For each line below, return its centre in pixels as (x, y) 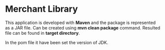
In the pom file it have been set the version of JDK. (57, 42)
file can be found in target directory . (42, 33)
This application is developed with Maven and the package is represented (81, 23)
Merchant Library (41, 9)
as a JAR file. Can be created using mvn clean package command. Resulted (83, 27)
